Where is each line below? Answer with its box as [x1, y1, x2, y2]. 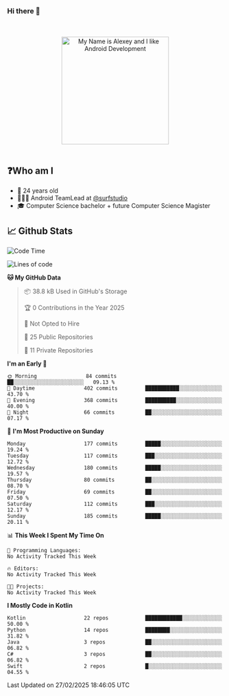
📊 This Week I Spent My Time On [7, 531, 104, 539]
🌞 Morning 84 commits [7, 372, 117, 379]
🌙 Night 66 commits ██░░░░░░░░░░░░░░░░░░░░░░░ [7, 409, 223, 416]
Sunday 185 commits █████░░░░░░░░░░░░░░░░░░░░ [7, 512, 223, 519]
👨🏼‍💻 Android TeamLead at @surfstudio [16, 194, 128, 202]
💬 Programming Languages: [7, 547, 81, 553]
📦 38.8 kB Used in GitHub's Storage [23, 287, 128, 295]
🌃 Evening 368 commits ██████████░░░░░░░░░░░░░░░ [7, 397, 223, 403]
